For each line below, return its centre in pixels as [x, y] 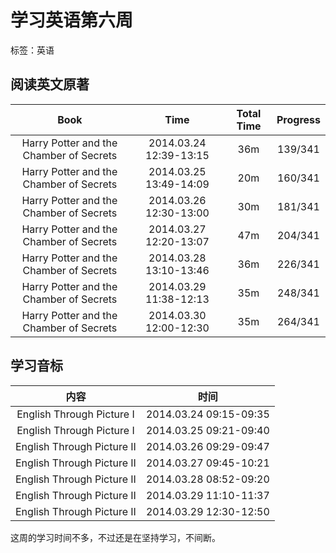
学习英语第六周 [72, 20]
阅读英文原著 [50, 84]
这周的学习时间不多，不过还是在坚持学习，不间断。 [115, 537]
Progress [298, 119]
